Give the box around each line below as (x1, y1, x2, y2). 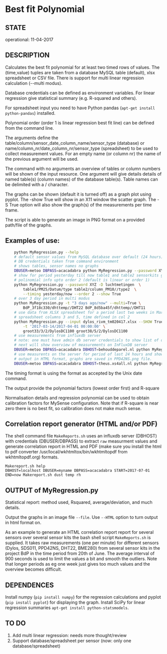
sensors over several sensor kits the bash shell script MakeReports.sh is (5, 535, 151, 541)
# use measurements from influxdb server (14, 333, 101, 338)
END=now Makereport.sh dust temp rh (5, 472, 81, 477)
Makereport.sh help (5, 464, 46, 469)
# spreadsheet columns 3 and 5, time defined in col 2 (14, 314, 130, 320)
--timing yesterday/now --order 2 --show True (23, 291, 121, 296)
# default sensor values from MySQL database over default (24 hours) (14, 254, 164, 259)
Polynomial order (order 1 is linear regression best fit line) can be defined (5, 120, 155, 126)
